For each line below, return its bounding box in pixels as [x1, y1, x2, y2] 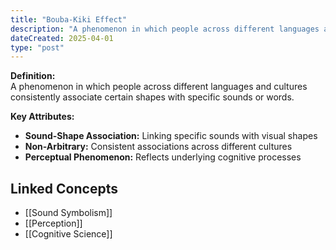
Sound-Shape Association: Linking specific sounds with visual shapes [24, 130, 318, 142]
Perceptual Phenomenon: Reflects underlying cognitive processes [24, 151, 302, 163]
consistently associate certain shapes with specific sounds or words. [10, 91, 295, 103]
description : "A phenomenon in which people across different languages [10, 24, 320, 34]
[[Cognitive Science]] [24, 228, 113, 240]
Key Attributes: [10, 111, 75, 123]
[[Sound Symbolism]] [24, 207, 113, 219]
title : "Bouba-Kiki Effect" [10, 14, 128, 25]
